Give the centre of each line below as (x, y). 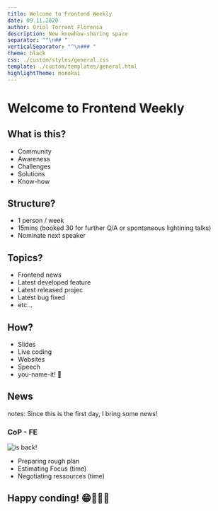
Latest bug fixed (41, 297)
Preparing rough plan (48, 461)
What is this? (37, 134)
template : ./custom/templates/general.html (73, 67)
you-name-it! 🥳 (40, 374)
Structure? (31, 203)
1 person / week (41, 221)
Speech (29, 367)
